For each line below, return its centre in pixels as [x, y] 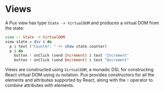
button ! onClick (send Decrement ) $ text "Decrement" [72, 60]
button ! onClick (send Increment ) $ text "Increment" [72, 55]
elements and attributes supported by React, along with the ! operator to [79, 80]
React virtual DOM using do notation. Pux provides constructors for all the [80, 75]
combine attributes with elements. [40, 86]
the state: [15, 28]
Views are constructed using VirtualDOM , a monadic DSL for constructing [80, 70]
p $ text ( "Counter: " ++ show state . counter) [58, 46]
